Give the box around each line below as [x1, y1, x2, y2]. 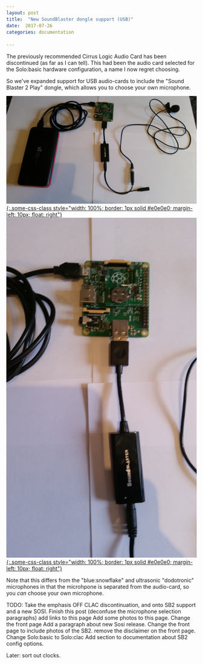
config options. [6, 640, 44, 647]
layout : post [6, 10, 39, 16]
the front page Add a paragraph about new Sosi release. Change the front [6, 620, 190, 628]
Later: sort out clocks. [6, 651, 61, 659]
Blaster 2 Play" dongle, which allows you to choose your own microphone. [6, 84, 192, 91]
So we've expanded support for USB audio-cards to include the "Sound [6, 78, 184, 85]
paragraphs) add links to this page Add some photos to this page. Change [6, 614, 190, 622]
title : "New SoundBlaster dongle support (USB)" [6, 16, 134, 22]
